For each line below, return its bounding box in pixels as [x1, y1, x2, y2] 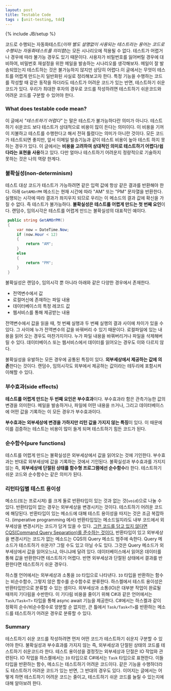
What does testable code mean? [5, 105, 87, 112]
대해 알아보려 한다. [5, 680, 42, 686]
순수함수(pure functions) [5, 440, 66, 447]
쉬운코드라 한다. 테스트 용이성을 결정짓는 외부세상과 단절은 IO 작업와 [22, 648, 158, 654]
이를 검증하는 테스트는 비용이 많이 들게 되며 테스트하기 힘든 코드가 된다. [5, 425, 147, 431]
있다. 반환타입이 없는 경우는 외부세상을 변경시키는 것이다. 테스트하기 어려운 [5, 504, 154, 510]
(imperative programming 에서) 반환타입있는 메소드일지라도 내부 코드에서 [12, 517, 159, 523]
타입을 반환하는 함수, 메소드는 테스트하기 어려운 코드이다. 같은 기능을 [5, 661, 141, 667]
